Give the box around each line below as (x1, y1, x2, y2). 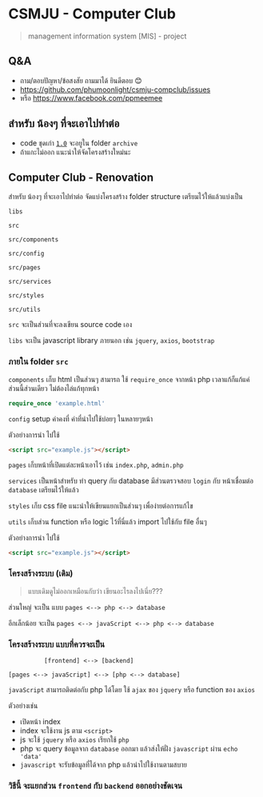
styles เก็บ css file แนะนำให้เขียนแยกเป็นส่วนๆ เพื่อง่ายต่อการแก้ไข (8, 501, 193, 511)
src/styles (8, 292, 45, 300)
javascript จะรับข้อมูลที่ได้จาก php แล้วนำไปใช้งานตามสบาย (19, 759, 188, 769)
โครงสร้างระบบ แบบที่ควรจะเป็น (8, 639, 106, 650)
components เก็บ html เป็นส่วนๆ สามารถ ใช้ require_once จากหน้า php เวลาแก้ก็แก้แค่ (8, 374, 250, 384)
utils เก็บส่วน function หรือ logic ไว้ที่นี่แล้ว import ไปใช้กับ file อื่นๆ (8, 517, 208, 527)
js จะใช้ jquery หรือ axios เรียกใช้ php (19, 735, 130, 744)
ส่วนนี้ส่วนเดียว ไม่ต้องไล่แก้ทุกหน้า (8, 383, 100, 393)
